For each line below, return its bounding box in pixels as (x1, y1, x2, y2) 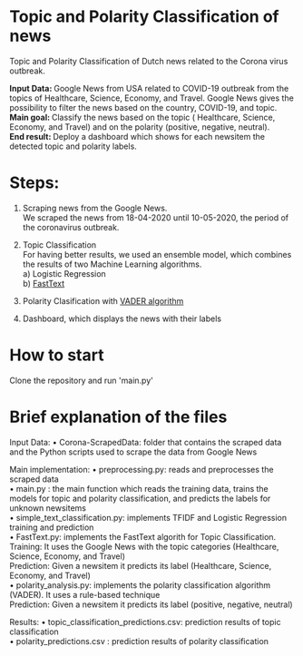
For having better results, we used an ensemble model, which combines (22, 249, 292, 259)
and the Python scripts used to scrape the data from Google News (9, 446, 258, 457)
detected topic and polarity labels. (9, 141, 138, 152)
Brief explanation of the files (9, 406, 228, 427)
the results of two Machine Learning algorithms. (22, 259, 202, 269)
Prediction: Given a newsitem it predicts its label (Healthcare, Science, (9, 560, 272, 571)
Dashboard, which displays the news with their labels (22, 313, 222, 324)
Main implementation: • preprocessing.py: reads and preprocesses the (9, 464, 274, 475)
